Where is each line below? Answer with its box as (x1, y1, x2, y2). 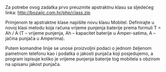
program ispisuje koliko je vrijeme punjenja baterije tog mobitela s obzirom (5, 56, 160, 62)
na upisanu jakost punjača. (5, 61, 61, 67)
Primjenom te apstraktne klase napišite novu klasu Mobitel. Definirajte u (5, 20, 154, 25)
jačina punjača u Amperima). (5, 35, 65, 41)
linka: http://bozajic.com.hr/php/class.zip (5, 10, 91, 16)
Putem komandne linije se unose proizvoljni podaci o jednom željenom (5, 45, 152, 51)
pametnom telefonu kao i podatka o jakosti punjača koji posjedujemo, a (5, 50, 153, 56)
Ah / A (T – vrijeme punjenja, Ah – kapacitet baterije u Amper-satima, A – (5, 30, 156, 36)
